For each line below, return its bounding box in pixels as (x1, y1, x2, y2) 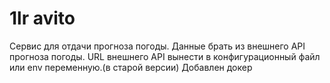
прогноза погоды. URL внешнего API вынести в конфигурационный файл (9, 50, 321, 62)
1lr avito (9, 7, 76, 30)
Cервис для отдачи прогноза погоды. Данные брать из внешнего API (9, 40, 306, 52)
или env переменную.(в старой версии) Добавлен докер (9, 61, 253, 73)
